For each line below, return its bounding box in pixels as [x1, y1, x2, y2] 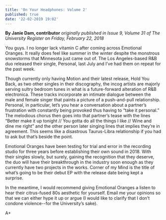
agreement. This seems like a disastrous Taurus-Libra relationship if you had [5, 129, 162, 135]
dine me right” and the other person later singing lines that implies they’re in [5, 123, 160, 129]
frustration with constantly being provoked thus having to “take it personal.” [5, 107, 160, 113]
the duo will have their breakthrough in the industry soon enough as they [5, 159, 154, 165]
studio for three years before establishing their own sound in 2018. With [5, 148, 152, 154]
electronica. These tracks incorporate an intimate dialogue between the [5, 91, 151, 97]
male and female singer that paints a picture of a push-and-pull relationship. [5, 97, 161, 103]
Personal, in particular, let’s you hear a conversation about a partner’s [5, 102, 147, 108]
